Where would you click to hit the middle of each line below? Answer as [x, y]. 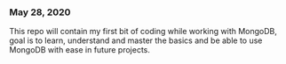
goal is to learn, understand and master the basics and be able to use [136, 40]
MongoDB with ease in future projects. [80, 50]
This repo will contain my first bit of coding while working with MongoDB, [143, 32]
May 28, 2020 [40, 12]
